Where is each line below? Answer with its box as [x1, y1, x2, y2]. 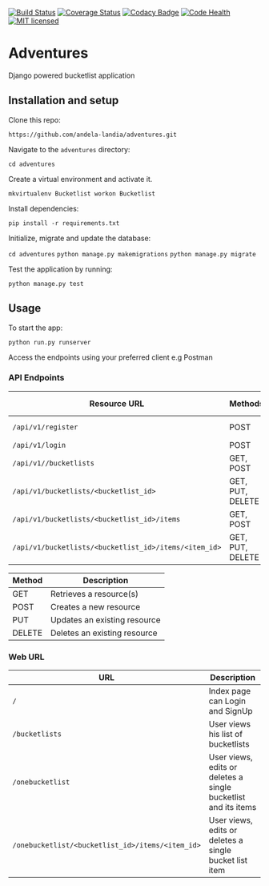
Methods [229, 397, 264, 409]
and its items [208, 802, 257, 813]
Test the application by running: [8, 264, 113, 274]
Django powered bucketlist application [8, 70, 135, 80]
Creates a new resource [50, 601, 141, 612]
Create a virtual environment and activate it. [8, 174, 153, 183]
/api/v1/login [12, 441, 66, 449]
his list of [208, 729, 243, 740]
